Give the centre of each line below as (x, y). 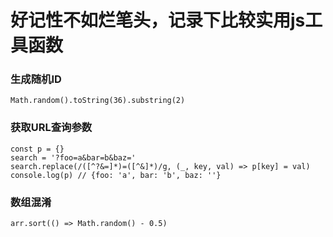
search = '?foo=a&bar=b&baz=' (73, 157)
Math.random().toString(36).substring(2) (98, 101)
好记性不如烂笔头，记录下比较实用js (158, 20)
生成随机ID (36, 79)
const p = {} (37, 149)
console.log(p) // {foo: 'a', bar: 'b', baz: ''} (116, 175)
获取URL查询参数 (51, 128)
